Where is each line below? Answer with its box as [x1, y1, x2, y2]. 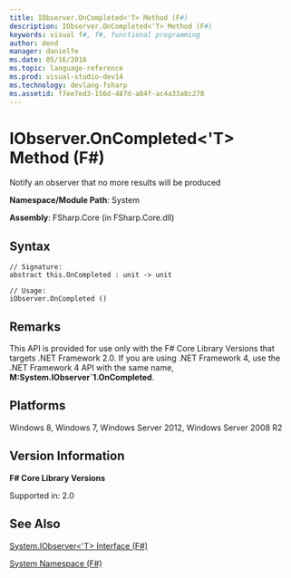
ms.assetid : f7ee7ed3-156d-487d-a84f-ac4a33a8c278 [9, 89, 205, 98]
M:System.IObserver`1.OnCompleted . [9, 372, 155, 383]
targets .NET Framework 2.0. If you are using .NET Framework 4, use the [9, 352, 281, 363]
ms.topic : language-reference [9, 64, 124, 73]
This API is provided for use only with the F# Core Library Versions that [9, 343, 275, 354]
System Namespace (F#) [9, 558, 102, 569]
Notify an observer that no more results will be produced [9, 178, 221, 188]
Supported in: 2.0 [9, 490, 75, 501]
